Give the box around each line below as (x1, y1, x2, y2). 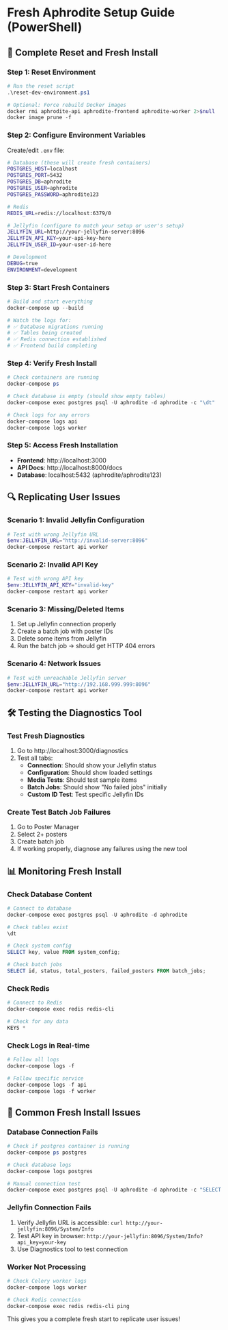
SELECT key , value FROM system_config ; (7, 949, 121, 956)
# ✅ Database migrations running (7, 323, 104, 330)
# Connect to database (7, 904, 72, 912)
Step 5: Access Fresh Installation (7, 441, 119, 450)
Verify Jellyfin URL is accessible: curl (16, 1218, 124, 1227)
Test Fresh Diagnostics (7, 731, 85, 741)
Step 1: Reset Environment (7, 67, 96, 77)
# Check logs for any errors (7, 411, 90, 419)
